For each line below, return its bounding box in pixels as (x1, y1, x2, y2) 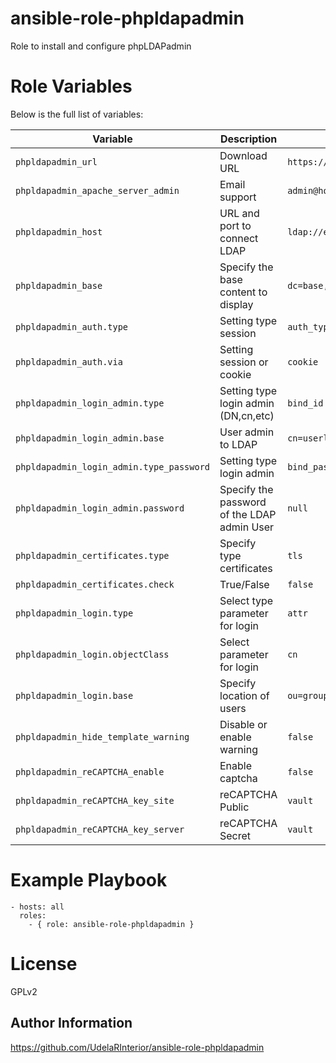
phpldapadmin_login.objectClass (15, 648, 170, 660)
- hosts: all (10, 902, 65, 912)
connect (219, 231, 259, 245)
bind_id (287, 397, 324, 409)
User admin (219, 425, 275, 439)
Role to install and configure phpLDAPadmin (10, 40, 192, 52)
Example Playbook (10, 869, 168, 892)
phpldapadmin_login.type (15, 607, 134, 619)
